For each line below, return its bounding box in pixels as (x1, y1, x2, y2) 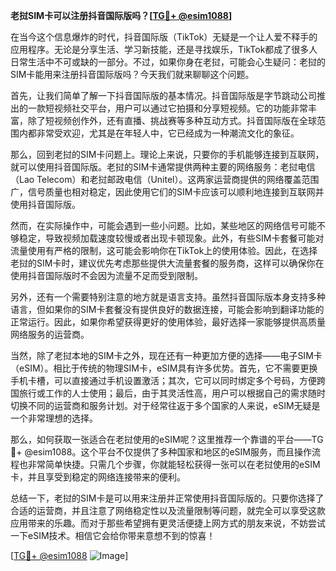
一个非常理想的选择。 (10, 412, 98, 424)
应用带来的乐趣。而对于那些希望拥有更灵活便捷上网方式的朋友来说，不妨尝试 (10, 517, 326, 529)
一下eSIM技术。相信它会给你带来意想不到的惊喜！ (10, 530, 216, 541)
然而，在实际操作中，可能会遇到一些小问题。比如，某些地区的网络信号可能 (10, 220, 317, 231)
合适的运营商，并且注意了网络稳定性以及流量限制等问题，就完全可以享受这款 (10, 505, 326, 516)
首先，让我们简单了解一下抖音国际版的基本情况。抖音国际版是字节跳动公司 (10, 90, 317, 101)
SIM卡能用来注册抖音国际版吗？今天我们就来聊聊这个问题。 (10, 69, 255, 80)
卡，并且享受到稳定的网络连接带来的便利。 (10, 471, 186, 483)
